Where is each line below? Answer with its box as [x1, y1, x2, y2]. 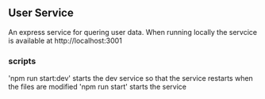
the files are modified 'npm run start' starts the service [8, 82, 186, 92]
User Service [8, 6, 74, 20]
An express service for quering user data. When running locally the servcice [8, 27, 258, 36]
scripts [8, 55, 36, 67]
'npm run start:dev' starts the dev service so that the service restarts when [8, 74, 254, 83]
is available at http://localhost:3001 [8, 36, 123, 45]
